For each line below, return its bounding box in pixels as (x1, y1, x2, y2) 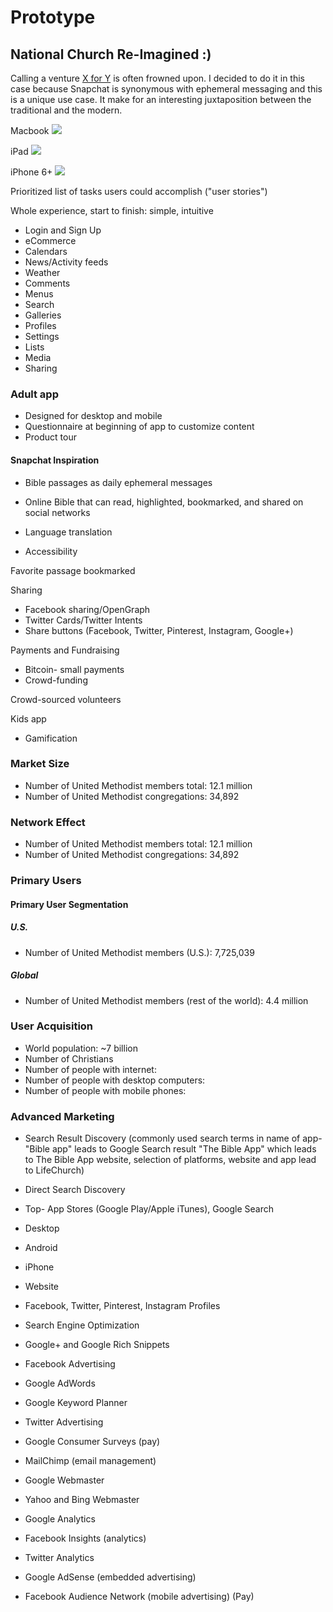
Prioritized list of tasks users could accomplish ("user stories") (10, 186, 268, 197)
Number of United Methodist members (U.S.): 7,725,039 (24, 946, 255, 958)
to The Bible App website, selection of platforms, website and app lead (24, 1154, 317, 1166)
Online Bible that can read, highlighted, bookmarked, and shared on (24, 496, 304, 508)
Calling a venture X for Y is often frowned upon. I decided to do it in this (10, 72, 305, 84)
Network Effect (10, 815, 86, 829)
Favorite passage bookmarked (10, 564, 136, 576)
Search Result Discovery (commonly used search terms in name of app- (24, 1132, 323, 1145)
